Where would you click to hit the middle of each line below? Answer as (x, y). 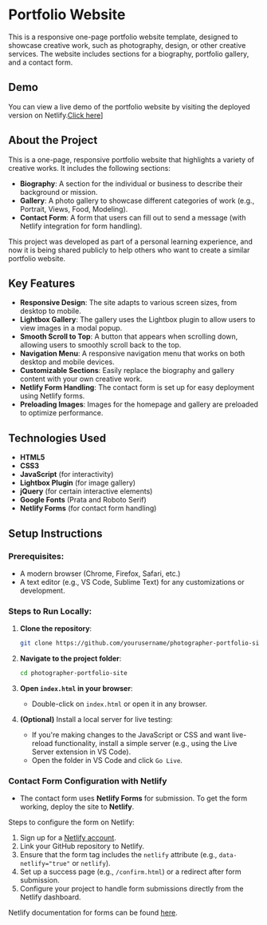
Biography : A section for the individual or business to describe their (131, 183)
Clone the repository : (56, 629)
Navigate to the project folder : (71, 659)
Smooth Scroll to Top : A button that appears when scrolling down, (129, 336)
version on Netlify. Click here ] (56, 115)
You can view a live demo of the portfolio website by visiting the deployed (130, 106)
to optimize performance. (61, 413)
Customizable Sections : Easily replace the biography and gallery (127, 371)
